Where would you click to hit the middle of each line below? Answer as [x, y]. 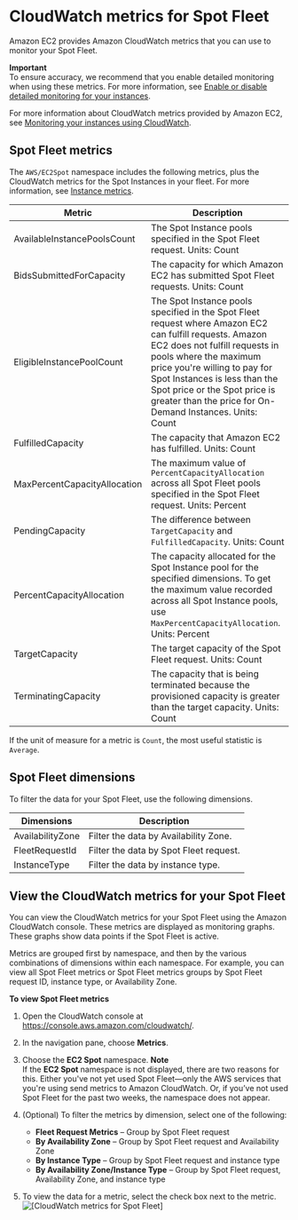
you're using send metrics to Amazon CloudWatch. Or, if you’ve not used [155, 1089]
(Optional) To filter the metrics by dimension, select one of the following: [154, 1115]
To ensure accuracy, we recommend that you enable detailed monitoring [142, 76]
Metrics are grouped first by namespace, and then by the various [128, 954]
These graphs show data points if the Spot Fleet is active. [114, 936]
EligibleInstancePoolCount [69, 361]
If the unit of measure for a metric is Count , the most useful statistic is [136, 740]
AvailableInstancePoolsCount [74, 239]
